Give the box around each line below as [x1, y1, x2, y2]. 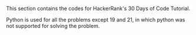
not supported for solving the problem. [6, 23, 100, 29]
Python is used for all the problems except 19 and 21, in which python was [6, 16, 185, 23]
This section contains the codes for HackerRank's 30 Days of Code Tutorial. [6, 5, 191, 12]
